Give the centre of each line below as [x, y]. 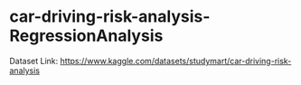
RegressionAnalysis [86, 36]
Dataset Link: [34, 61]
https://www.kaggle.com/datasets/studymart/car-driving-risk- [176, 61]
